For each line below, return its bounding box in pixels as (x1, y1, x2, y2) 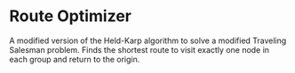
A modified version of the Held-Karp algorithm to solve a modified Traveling (9, 35, 287, 46)
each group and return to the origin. (9, 54, 140, 64)
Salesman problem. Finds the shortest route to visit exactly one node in (9, 44, 269, 55)
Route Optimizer (9, 6, 132, 26)
